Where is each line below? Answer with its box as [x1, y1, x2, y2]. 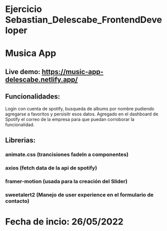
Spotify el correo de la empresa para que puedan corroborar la [5, 116, 135, 122]
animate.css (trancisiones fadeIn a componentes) [5, 151, 129, 158]
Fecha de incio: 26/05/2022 [5, 216, 123, 227]
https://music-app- [41, 67, 103, 76]
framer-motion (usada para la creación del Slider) [5, 177, 127, 184]
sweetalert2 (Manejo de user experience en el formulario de [5, 191, 154, 198]
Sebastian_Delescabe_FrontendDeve [5, 14, 162, 25]
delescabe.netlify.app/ [5, 75, 78, 83]
